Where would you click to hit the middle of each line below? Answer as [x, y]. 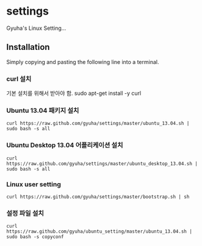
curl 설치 [19, 79]
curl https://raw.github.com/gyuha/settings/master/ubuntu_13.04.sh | [98, 124]
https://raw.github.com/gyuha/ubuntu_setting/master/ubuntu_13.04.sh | [99, 232]
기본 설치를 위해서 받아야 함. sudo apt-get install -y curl [74, 93]
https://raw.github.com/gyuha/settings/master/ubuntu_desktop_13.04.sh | [102, 163]
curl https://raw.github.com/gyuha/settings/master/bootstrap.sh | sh [98, 197]
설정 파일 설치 [25, 213]
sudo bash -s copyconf [35, 237]
